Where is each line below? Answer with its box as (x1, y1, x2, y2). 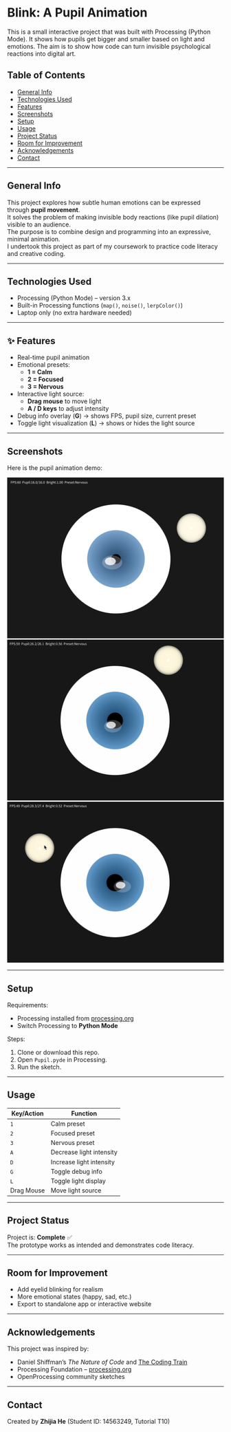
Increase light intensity (50, 1157, 115, 1166)
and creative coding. (7, 249, 65, 257)
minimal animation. (7, 235, 60, 243)
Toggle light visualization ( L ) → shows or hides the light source (16, 419, 195, 427)
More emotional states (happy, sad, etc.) (16, 1292, 132, 1301)
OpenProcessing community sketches (16, 1373, 125, 1381)
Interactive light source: (16, 390, 85, 398)
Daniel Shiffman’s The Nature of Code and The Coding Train (16, 1358, 188, 1367)
